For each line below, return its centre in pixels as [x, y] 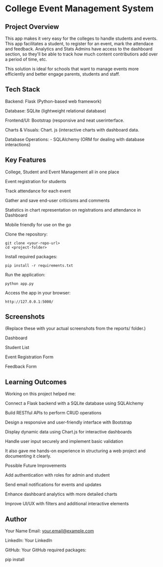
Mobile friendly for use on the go [38, 224]
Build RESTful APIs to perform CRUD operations [53, 413]
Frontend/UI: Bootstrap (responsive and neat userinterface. [65, 120]
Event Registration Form [29, 357]
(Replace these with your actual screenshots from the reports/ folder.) [75, 328]
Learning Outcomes [36, 382]
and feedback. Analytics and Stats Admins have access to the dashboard [79, 49]
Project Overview [32, 27]
